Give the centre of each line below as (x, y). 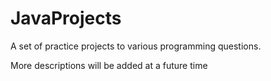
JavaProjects (66, 18)
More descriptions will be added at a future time (109, 65)
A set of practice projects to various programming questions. (136, 46)
